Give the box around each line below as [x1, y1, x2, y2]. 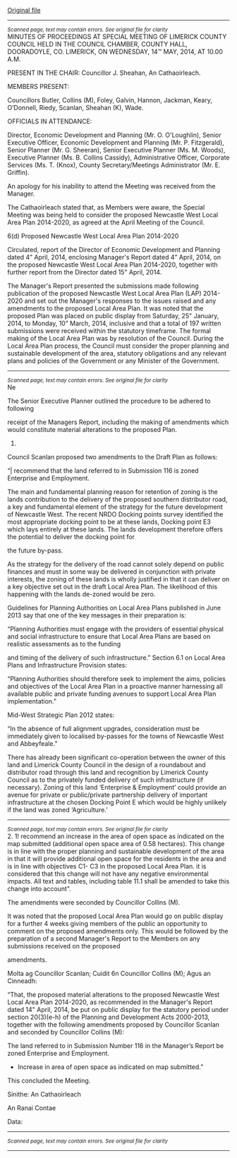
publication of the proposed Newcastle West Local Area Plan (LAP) [7, 289, 202, 297]
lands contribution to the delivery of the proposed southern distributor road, [7, 495, 228, 503]
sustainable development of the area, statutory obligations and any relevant [7, 349, 227, 357]
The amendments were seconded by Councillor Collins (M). [7, 898, 181, 906]
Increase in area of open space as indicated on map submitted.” [17, 1063, 204, 1071]
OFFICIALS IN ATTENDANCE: [7, 117, 92, 126]
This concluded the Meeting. [7, 1076, 91, 1085]
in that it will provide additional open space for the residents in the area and [7, 855, 226, 863]
